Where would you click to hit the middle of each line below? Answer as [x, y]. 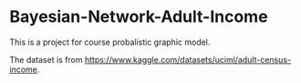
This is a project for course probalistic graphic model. [110, 42]
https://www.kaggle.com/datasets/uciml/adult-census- [188, 59]
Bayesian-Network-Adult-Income [139, 17]
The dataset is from [47, 59]
